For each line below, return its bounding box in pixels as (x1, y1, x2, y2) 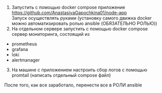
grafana (11, 46, 28, 52)
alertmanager (11, 57, 40, 63)
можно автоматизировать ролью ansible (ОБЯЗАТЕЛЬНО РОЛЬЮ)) (11, 20, 157, 26)
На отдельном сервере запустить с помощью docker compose (11, 26, 148, 32)
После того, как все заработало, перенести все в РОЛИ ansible (4, 82, 142, 88)
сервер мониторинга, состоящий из (11, 31, 90, 37)
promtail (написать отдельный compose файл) (11, 72, 111, 78)
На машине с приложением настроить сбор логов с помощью (11, 67, 147, 73)
